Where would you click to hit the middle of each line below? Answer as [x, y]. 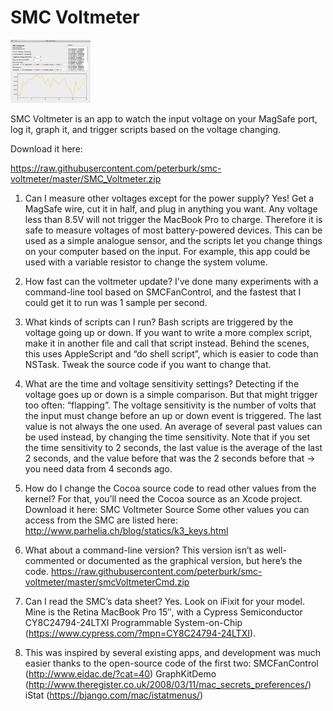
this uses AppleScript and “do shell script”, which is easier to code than [171, 353]
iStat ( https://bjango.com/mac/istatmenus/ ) [114, 695]
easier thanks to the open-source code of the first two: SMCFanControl [171, 663]
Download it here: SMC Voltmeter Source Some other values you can [167, 509]
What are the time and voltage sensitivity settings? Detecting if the [162, 383]
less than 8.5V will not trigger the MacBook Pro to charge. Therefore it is [173, 219]
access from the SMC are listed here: [101, 520]
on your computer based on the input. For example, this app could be [167, 251]
